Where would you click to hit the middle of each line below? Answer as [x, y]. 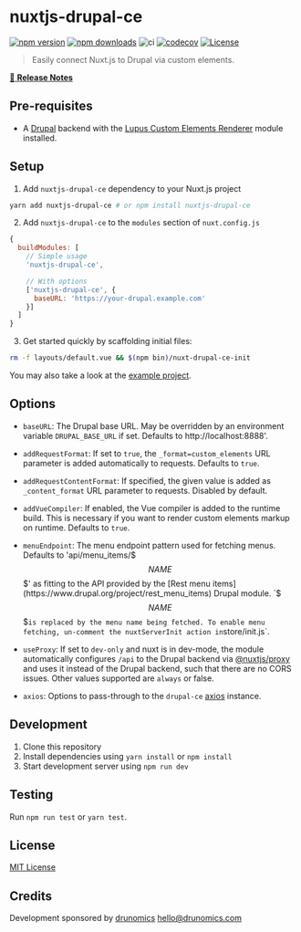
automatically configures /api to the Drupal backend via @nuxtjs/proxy [156, 658]
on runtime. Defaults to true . [76, 528]
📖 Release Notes [41, 77]
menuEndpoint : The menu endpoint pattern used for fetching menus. [149, 545]
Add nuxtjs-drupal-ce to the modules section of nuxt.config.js [141, 223]
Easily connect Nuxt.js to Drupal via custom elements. [133, 59]
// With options [57, 281]
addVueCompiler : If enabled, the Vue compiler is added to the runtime [151, 508]
